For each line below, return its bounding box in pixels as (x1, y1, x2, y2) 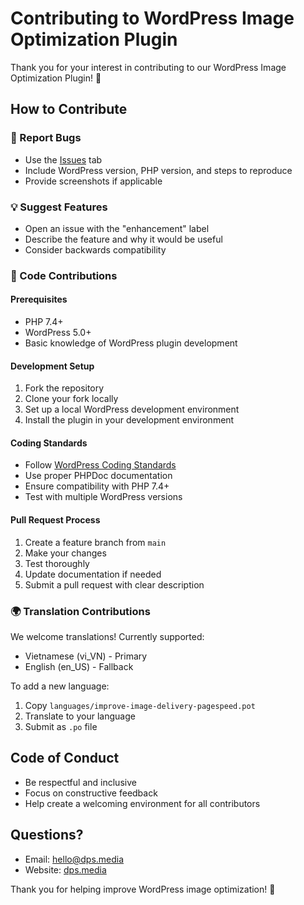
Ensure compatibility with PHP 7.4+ (24, 480, 170, 492)
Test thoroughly (24, 557, 90, 569)
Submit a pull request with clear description (24, 578, 205, 591)
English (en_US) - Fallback (24, 660, 134, 672)
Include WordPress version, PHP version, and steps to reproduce (24, 164, 293, 176)
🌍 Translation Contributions (10, 604, 151, 618)
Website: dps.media (24, 863, 107, 876)
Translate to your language (24, 710, 136, 722)
